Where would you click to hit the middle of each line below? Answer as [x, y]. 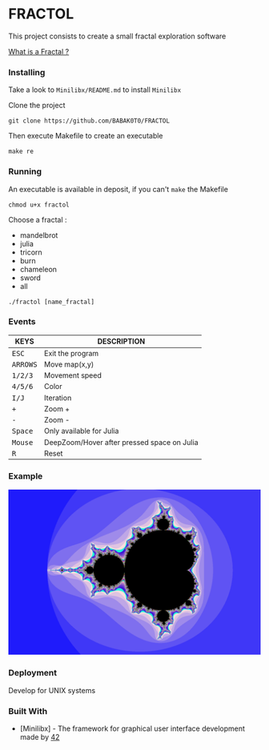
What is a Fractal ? [39, 51]
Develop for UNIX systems [52, 690]
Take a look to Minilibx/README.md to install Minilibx [95, 90]
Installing [27, 72]
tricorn [31, 252]
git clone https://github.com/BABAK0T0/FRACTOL [89, 121]
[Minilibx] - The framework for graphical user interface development [132, 728]
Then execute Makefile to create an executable [86, 136]
